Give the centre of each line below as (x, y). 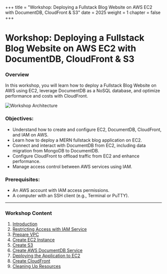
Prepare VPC (26, 235)
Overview (17, 75)
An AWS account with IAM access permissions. (61, 190)
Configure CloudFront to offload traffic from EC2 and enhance (76, 156)
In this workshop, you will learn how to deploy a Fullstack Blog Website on (81, 85)
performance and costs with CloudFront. (47, 96)
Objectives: (19, 119)
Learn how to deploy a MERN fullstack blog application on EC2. (77, 140)
